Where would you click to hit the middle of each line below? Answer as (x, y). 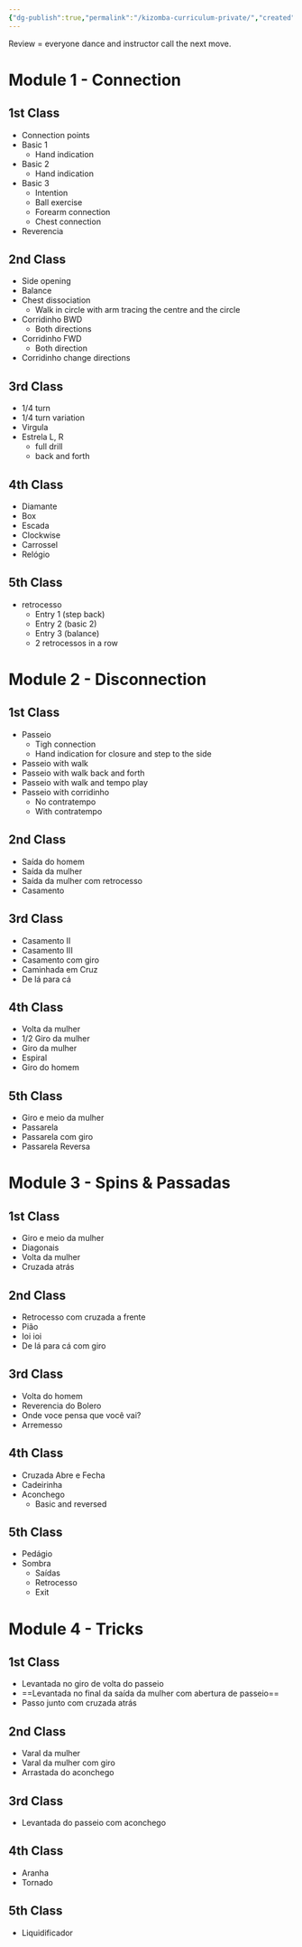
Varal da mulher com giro (69, 1763)
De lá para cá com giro (64, 1345)
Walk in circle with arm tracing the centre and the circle (137, 310)
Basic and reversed (71, 1504)
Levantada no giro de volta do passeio (92, 1684)
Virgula (35, 428)
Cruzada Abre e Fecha (63, 1475)
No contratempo (65, 802)
